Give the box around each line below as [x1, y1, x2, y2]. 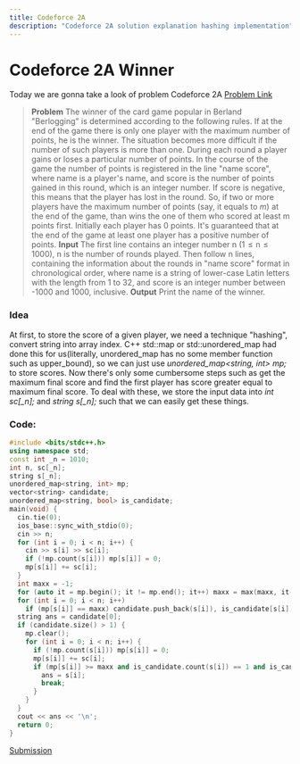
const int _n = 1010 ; [9, 454, 90, 464]
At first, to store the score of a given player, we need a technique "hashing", [9, 329, 288, 340]
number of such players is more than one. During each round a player [30, 145, 287, 155]
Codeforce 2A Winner [9, 60, 175, 80]
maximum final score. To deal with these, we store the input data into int [9, 386, 274, 397]
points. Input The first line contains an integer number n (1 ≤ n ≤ [30, 239, 270, 250]
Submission [9, 744, 53, 755]
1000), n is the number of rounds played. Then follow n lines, [30, 249, 255, 260]
